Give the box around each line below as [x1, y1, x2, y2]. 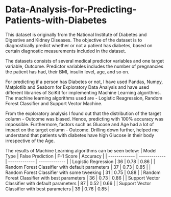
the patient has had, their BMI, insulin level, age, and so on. [5, 68, 130, 75]
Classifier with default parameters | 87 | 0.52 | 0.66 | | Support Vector [5, 180, 152, 186]
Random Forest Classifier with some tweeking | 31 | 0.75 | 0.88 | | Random [5, 169, 161, 175]
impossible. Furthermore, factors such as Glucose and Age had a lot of [5, 121, 154, 127]
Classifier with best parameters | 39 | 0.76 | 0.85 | [5, 186, 110, 192]
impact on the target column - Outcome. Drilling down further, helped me [5, 127, 159, 133]
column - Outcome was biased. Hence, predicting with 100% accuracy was [5, 115, 164, 122]
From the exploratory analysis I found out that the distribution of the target [5, 110, 161, 116]
